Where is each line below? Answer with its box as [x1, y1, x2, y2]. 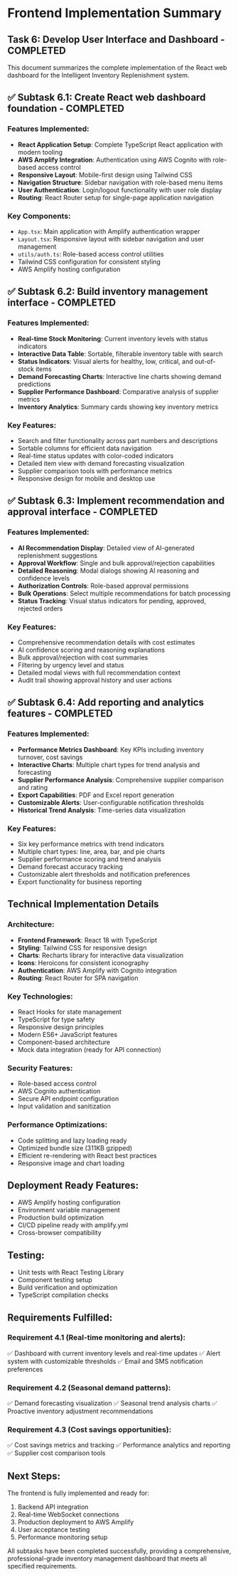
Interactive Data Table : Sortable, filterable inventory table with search [17, 349, 223, 358]
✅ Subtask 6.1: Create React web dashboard [7, 91, 206, 104]
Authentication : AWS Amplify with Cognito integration [17, 966, 178, 974]
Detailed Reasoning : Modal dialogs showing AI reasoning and [17, 566, 200, 575]
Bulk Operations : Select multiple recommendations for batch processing [17, 589, 231, 598]
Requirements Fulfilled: [7, 1311, 113, 1323]
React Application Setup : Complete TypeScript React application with [17, 140, 223, 149]
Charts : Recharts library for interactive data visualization [17, 951, 184, 959]
